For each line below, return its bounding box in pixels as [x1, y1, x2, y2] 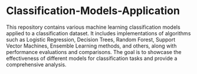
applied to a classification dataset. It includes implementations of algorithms [6, 29, 191, 36]
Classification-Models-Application [6, 4, 180, 18]
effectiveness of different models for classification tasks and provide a [6, 55, 178, 62]
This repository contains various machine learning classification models [6, 23, 181, 31]
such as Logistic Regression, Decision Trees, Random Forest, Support [6, 36, 176, 43]
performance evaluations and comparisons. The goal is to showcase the [6, 48, 182, 55]
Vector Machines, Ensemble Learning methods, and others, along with [6, 42, 177, 49]
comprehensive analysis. [6, 60, 67, 68]
